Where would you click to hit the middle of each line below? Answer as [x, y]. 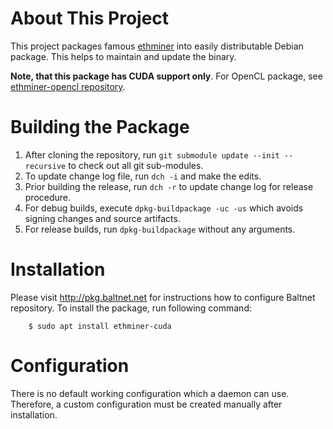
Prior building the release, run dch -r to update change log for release [169, 186]
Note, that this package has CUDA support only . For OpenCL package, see [166, 76]
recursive [45, 166]
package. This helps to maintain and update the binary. [123, 56]
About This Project [90, 18]
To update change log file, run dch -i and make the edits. [143, 176]
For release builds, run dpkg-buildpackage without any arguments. [160, 229]
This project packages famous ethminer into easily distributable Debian [157, 46]
